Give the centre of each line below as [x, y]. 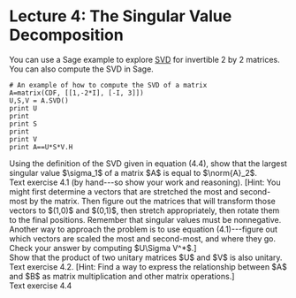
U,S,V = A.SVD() [39, 100]
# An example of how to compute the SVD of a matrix [108, 85]
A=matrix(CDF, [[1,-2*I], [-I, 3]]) [76, 93]
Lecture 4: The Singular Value [121, 16]
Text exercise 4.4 [41, 286]
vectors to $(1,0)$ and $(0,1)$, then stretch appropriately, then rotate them [144, 210]
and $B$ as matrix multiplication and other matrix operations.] [122, 276]
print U [23, 108]
